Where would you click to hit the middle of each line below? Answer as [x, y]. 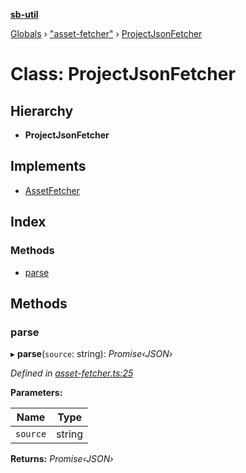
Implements [48, 166]
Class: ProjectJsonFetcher [123, 74]
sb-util [24, 14]
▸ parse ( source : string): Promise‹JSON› [91, 354]
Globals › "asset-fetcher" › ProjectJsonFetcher [106, 33]
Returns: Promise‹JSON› [62, 459]
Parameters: [36, 393]
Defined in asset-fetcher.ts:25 [72, 373]
